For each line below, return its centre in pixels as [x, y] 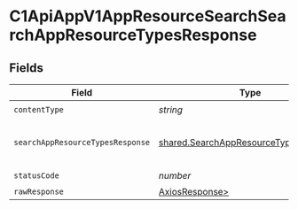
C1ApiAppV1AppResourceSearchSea [148, 16]
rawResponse [39, 192]
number [175, 175]
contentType [39, 109]
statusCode [36, 175]
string [171, 110]
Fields [27, 68]
